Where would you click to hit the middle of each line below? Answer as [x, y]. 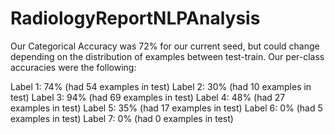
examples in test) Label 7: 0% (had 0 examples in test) [122, 118]
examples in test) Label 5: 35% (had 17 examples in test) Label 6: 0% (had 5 [166, 108]
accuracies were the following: [73, 67]
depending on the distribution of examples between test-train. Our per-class [167, 56]
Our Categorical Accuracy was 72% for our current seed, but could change [165, 46]
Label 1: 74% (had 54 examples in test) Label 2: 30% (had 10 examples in [161, 86]
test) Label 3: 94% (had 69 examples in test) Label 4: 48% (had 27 [148, 97]
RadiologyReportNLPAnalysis [135, 18]
